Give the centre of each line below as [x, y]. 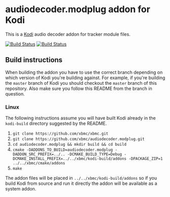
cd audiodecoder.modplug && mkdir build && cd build [70, 145]
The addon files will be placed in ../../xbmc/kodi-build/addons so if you [81, 178]
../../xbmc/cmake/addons [39, 163]
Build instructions [34, 60]
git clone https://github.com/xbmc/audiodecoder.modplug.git [79, 139]
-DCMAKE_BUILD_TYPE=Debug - [97, 154]
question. [15, 94]
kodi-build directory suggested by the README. [56, 123]
